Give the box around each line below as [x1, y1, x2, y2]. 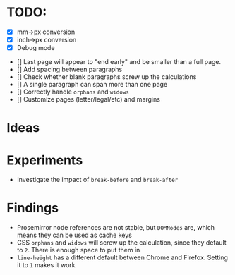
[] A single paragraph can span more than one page [16, 80, 168, 89]
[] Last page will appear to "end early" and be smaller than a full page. [16, 58, 222, 66]
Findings [6, 200, 59, 216]
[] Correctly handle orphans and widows [16, 87, 130, 96]
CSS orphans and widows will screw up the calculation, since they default [16, 238, 227, 247]
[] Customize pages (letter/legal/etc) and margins [16, 95, 160, 104]
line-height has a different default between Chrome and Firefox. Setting [16, 253, 229, 262]
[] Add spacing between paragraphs [16, 65, 123, 74]
